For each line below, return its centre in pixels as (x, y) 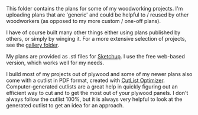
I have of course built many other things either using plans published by (93, 32)
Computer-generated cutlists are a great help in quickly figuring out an (92, 87)
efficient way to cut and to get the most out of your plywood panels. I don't (97, 93)
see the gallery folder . (33, 45)
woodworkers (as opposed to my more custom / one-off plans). (84, 21)
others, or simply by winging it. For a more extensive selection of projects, (96, 39)
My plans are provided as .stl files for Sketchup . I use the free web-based (95, 56)
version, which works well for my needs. (55, 63)
